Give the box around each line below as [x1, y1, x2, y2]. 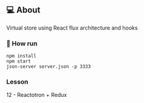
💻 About [6, 5, 41, 15]
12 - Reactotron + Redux [6, 91, 67, 99]
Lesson [6, 78, 29, 86]
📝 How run [6, 39, 38, 47]
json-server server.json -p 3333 [6, 64, 91, 70]
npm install [6, 53, 36, 59]
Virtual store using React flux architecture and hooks [6, 24, 138, 32]
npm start [6, 58, 32, 65]
